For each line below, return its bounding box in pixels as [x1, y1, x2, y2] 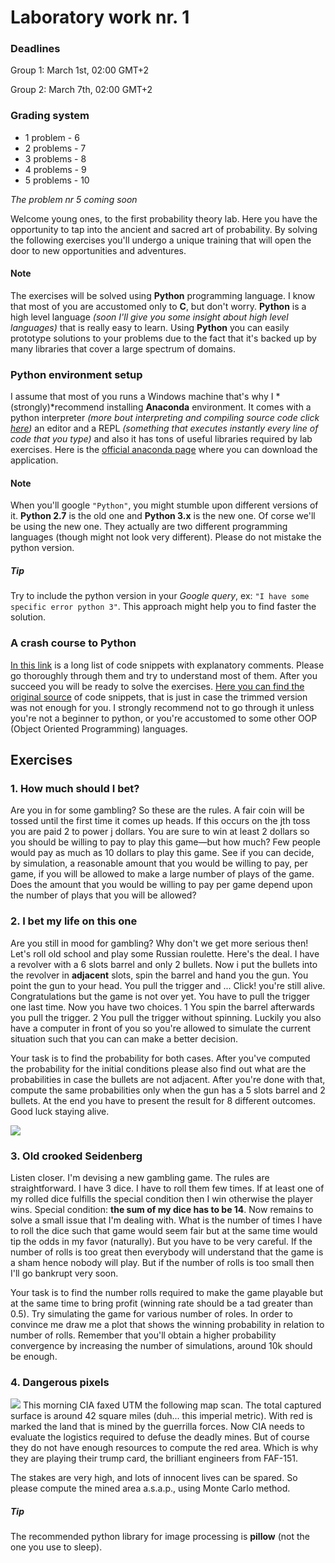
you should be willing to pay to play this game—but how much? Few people [10, 836, 321, 848]
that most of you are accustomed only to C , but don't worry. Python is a [10, 300, 307, 312]
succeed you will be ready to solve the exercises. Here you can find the [10, 680, 305, 692]
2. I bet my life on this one [10, 914, 138, 928]
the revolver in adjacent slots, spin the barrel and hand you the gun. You [10, 969, 309, 981]
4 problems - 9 [24, 163, 87, 175]
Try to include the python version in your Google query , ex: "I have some [10, 590, 310, 602]
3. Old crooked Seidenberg [10, 1149, 143, 1163]
